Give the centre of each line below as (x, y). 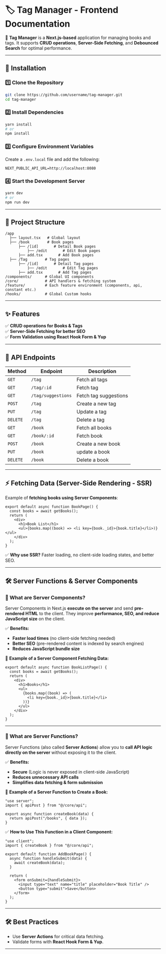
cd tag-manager (21, 99)
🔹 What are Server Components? (45, 598)
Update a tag (91, 412)
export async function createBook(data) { (49, 814)
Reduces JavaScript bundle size (46, 649)
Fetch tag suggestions (102, 395)
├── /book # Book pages (42, 242)
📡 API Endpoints (30, 357)
